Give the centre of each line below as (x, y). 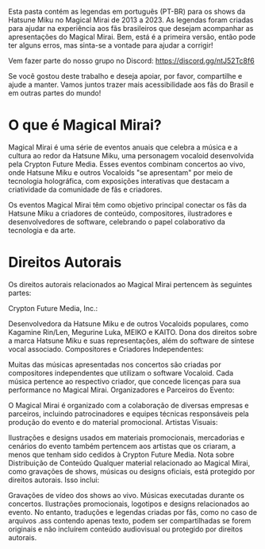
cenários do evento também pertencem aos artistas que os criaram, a (122, 446)
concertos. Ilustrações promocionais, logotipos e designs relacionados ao (129, 504)
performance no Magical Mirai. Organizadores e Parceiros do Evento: (121, 390)
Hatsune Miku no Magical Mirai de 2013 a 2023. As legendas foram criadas (131, 20)
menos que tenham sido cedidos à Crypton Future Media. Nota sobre (121, 454)
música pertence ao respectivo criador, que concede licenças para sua (125, 381)
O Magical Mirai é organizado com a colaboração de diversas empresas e (129, 405)
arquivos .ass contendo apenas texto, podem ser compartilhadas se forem (130, 520)
